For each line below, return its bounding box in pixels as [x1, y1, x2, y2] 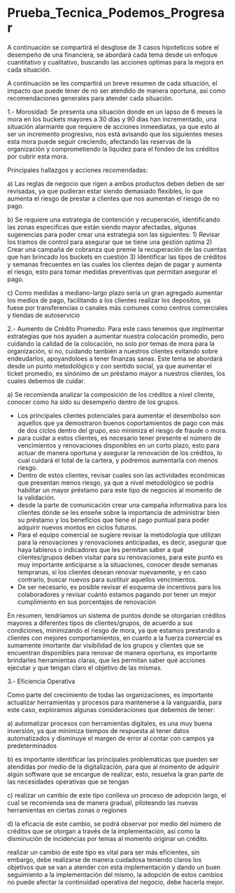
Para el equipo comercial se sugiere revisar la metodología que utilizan [17, 530, 222, 539]
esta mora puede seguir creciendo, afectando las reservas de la [7, 137, 192, 145]
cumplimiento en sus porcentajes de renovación [17, 598, 156, 606]
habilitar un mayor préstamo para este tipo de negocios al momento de [17, 485, 222, 494]
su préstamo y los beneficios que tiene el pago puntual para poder [17, 516, 210, 524]
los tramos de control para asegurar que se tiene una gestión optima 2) [7, 237, 213, 246]
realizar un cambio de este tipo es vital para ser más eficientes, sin [7, 847, 200, 857]
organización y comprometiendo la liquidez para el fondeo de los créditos [7, 145, 220, 153]
